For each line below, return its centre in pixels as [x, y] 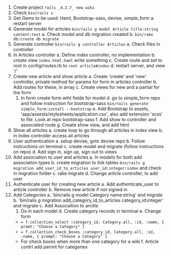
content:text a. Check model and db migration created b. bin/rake [83, 34]
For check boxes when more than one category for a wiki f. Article [90, 241]
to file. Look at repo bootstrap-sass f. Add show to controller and [88, 119]
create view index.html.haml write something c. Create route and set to [88, 60]
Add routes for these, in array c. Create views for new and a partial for [86, 87]
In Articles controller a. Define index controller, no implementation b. [84, 55]
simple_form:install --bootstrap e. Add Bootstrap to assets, [85, 109]
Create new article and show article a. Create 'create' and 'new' [80, 76]
